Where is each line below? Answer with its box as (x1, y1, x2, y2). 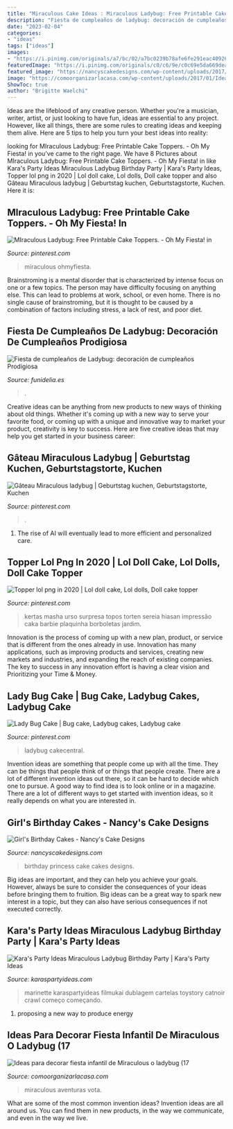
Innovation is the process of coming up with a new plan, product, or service (7, 633, 223, 641)
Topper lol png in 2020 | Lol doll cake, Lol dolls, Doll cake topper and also (7, 171, 217, 180)
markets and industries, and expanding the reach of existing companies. (7, 655, 214, 664)
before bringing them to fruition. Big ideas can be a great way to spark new (7, 890, 222, 898)
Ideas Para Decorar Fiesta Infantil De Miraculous (7, 1029, 220, 1041)
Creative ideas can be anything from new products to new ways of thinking (7, 402, 222, 411)
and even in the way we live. (7, 1114, 88, 1122)
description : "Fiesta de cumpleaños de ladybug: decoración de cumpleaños (7, 17, 228, 24)
